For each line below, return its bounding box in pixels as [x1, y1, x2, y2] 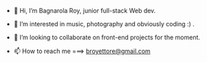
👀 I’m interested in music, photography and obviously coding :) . [13, 20, 195, 28]
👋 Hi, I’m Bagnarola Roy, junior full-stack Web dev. [13, 7, 156, 14]
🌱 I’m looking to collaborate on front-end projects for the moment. [13, 33, 201, 41]
